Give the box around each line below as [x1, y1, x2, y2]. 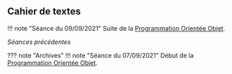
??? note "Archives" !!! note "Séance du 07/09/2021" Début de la [7, 51, 194, 59]
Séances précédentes [7, 38, 71, 46]
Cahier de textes [7, 6, 82, 17]
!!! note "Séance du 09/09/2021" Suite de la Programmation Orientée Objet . [7, 24, 226, 32]
